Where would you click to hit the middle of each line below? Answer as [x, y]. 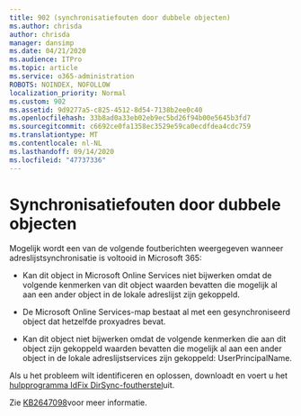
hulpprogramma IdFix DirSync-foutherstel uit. [92, 385]
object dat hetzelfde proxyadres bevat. [94, 321]
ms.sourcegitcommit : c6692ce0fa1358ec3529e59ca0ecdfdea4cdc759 [130, 127]
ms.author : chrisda [46, 26]
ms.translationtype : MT [54, 135]
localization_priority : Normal [68, 93]
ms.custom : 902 [38, 101]
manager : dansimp [42, 43]
